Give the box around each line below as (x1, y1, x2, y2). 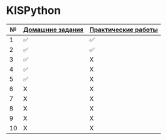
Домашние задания (23, 25, 84, 34)
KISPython (6, 4, 61, 17)
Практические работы (89, 25, 158, 34)
